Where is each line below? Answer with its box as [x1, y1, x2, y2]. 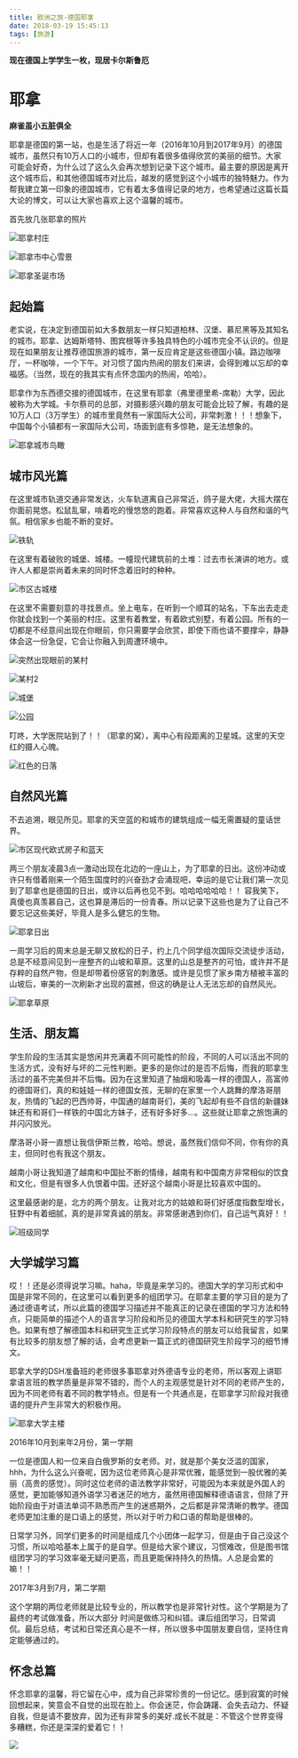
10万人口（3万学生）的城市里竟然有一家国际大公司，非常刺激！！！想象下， [9, 410, 286, 420]
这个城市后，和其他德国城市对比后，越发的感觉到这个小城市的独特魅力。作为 [9, 172, 289, 183]
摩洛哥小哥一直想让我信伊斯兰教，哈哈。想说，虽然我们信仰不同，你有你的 [9, 1137, 281, 1147]
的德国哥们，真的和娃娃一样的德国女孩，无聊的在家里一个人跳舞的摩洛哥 [9, 1084, 273, 1095]
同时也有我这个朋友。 [32, 1147, 111, 1158]
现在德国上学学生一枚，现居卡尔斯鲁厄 [9, 55, 149, 66]
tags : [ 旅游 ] [9, 29, 55, 38]
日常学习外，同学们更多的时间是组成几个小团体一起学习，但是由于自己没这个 [9, 1530, 289, 1541]
